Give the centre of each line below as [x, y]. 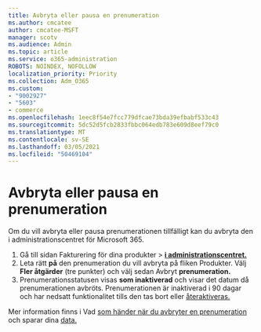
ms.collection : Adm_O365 [49, 81]
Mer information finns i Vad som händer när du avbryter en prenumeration [128, 312]
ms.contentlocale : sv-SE [49, 139]
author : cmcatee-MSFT [43, 30]
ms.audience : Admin [40, 45]
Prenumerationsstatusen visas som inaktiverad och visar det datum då [134, 280]
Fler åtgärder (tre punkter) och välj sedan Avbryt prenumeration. [125, 272]
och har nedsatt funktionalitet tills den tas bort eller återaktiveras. [125, 297]
